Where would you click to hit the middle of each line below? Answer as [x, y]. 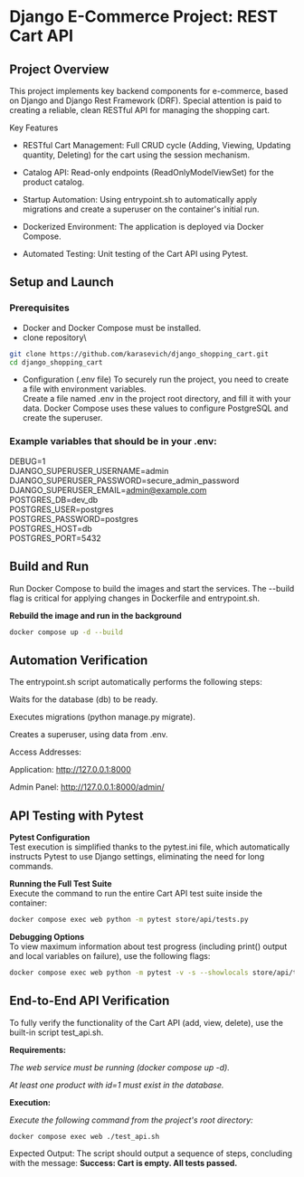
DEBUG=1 [28, 461]
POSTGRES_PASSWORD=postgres [74, 518]
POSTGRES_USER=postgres [62, 509]
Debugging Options [47, 936]
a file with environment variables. [84, 389]
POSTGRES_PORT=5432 [55, 538]
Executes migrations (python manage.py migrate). [103, 717]
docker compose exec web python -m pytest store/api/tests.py [129, 920]
